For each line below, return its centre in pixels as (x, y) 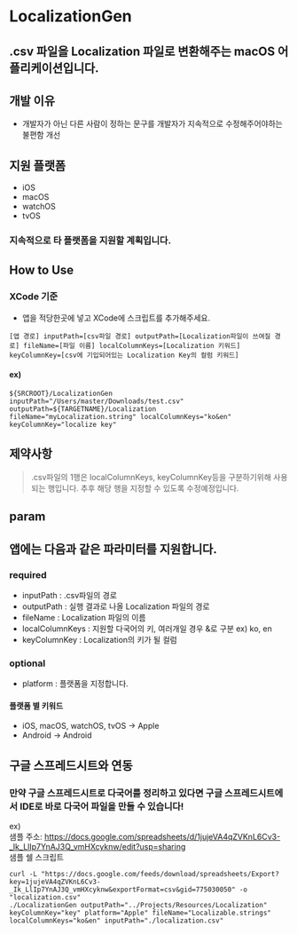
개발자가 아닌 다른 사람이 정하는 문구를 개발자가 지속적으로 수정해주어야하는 (152, 124)
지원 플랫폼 (38, 166)
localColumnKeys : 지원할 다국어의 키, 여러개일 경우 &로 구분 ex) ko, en (147, 629)
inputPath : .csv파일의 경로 (70, 595)
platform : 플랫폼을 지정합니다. (75, 684)
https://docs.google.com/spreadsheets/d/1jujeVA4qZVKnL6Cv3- (162, 837)
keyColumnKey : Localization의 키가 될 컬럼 (99, 639)
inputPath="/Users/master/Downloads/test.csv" (97, 401)
